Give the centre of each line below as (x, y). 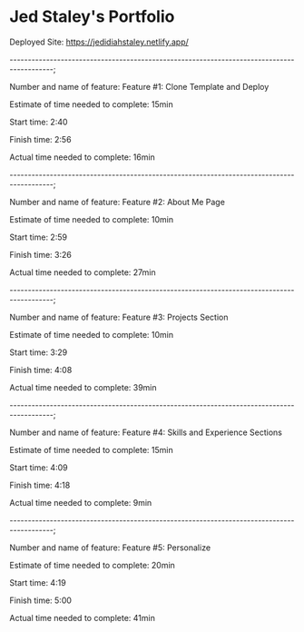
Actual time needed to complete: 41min (83, 617)
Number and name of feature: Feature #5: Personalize (110, 548)
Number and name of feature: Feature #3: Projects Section (119, 317)
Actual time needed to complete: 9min (81, 502)
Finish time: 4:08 (41, 370)
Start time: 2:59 (39, 237)
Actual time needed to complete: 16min (83, 157)
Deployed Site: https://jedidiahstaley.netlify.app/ (99, 42)
